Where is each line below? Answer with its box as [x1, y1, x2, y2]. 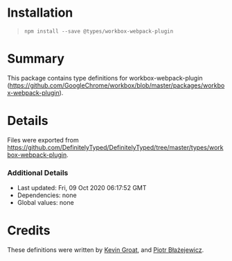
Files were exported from [7, 135, 79, 144]
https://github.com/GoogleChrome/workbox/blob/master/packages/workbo [9, 81, 225, 90]
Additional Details [7, 168, 69, 178]
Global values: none [17, 199, 74, 207]
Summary [7, 51, 64, 67]
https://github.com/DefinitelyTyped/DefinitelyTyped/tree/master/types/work [7, 143, 224, 151]
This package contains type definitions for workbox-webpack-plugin [7, 74, 203, 82]
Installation [7, 5, 73, 21]
